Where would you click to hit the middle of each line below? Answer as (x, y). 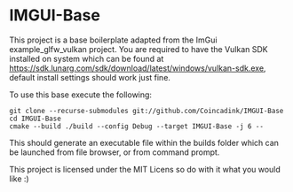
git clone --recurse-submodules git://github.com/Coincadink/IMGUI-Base (146, 111)
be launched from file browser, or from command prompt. (115, 152)
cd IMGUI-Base (36, 119)
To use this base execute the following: (81, 95)
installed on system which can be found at (87, 58)
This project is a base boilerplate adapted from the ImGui (113, 40)
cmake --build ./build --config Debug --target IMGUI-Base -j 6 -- (137, 126)
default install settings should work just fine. (90, 77)
